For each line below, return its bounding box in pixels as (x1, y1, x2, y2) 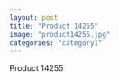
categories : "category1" (9, 38, 103, 48)
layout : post (9, 13, 59, 22)
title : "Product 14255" (9, 22, 99, 31)
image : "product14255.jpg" (9, 30, 111, 39)
